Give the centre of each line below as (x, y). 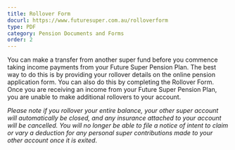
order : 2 (20, 40)
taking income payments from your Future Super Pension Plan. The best (112, 67)
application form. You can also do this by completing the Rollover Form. (111, 82)
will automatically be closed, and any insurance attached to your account (114, 118)
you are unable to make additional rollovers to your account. (94, 97)
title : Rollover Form (39, 14)
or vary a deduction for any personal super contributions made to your (110, 133)
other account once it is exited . (52, 140)
